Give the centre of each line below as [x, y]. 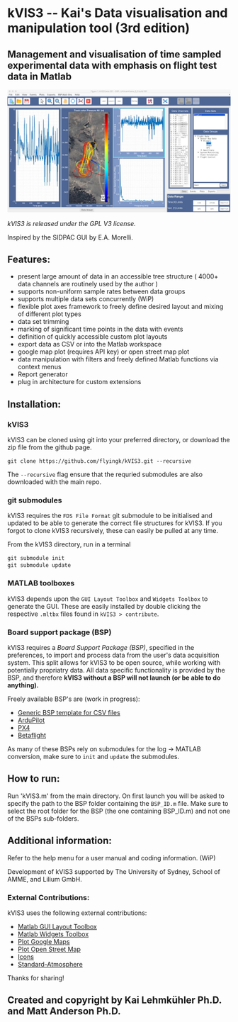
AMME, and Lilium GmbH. [45, 879]
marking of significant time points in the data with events [100, 329]
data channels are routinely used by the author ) [87, 284]
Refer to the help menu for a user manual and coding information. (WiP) [112, 858]
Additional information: [59, 841]
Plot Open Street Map [49, 949]
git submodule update [39, 566]
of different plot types [49, 314]
